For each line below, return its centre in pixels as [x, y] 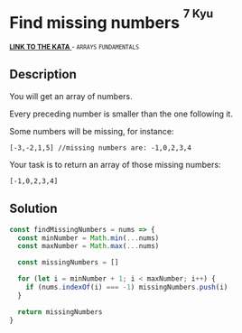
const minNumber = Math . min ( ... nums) [88, 238]
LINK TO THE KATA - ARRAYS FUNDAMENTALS [74, 47]
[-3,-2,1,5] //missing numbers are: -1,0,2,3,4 [101, 148]
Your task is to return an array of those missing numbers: [115, 164]
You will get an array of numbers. [71, 96]
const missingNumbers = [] [68, 263]
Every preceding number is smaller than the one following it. [121, 114]
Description [43, 74]
